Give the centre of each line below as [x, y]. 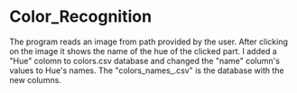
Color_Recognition [80, 17]
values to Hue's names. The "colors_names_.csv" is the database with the [147, 70]
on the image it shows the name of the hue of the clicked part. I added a [143, 51]
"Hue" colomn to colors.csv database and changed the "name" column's [144, 60]
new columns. [35, 79]
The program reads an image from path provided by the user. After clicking [149, 42]
